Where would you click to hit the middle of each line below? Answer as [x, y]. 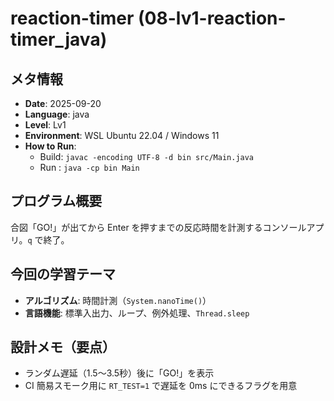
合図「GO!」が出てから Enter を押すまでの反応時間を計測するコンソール [158, 227]
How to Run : [50, 146]
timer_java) [59, 39]
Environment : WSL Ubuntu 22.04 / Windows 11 [122, 135]
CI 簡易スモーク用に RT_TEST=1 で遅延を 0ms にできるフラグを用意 [161, 386]
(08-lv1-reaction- [212, 18]
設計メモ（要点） [63, 347]
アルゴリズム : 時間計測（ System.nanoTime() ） [118, 300]
